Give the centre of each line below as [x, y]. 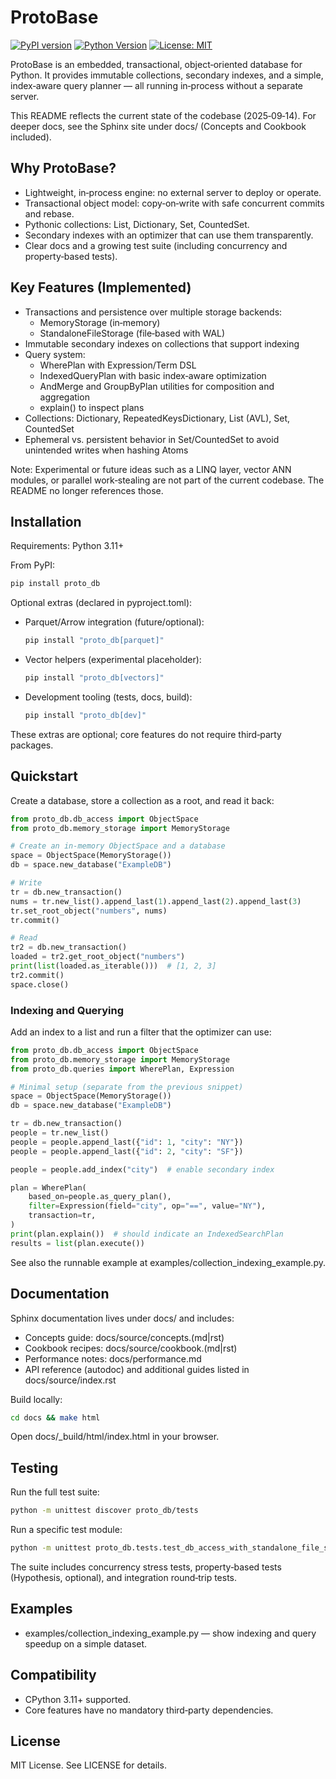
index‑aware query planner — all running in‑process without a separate [157, 85]
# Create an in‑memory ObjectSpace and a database [118, 846]
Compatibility [53, 1675]
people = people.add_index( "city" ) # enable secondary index [142, 1169]
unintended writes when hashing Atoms [106, 450]
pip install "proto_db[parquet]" [94, 641]
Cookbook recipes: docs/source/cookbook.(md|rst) [131, 1348]
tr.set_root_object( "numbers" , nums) [89, 911]
